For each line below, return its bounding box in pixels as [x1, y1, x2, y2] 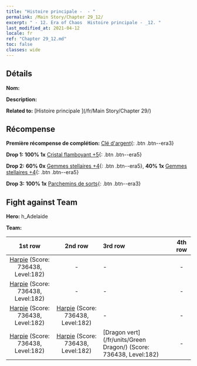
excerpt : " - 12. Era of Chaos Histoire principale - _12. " [6, 19, 161, 25]
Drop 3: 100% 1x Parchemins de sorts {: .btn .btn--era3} [6, 180, 141, 187]
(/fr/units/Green [103, 336, 147, 344]
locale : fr [6, 31, 33, 36]
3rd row [103, 242, 125, 250]
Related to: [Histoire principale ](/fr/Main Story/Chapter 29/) [6, 107, 151, 114]
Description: [6, 95, 37, 103]
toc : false [6, 42, 33, 48]
